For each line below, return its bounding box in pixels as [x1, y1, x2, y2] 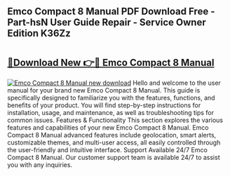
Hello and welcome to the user [133, 79, 221, 87]
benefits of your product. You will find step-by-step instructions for [7, 101, 201, 109]
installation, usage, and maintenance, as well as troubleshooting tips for [7, 109, 215, 116]
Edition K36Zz [7, 27, 72, 39]
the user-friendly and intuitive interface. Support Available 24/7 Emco [7, 146, 208, 154]
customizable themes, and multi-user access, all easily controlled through [7, 138, 221, 147]
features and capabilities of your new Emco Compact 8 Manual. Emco [7, 123, 209, 132]
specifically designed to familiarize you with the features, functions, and [7, 94, 215, 102]
